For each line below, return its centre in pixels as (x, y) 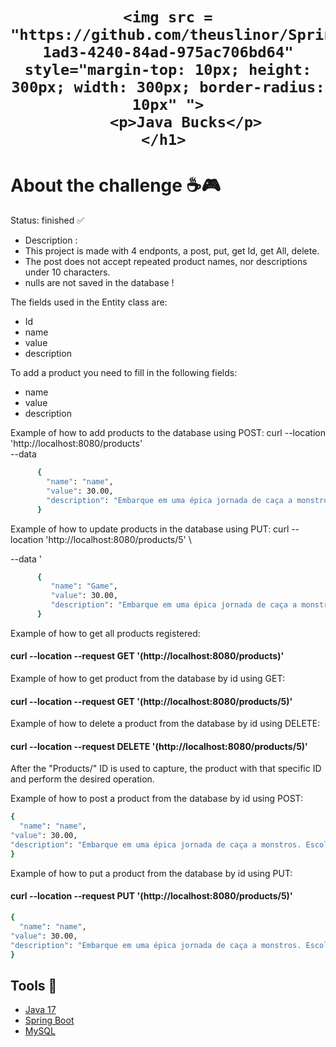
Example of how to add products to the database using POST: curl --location (168, 433)
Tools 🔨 (34, 985)
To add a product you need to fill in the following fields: (124, 373)
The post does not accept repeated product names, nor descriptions (166, 262)
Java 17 (40, 1010)
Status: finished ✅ (47, 220)
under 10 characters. (67, 272)
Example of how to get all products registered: (105, 633)
